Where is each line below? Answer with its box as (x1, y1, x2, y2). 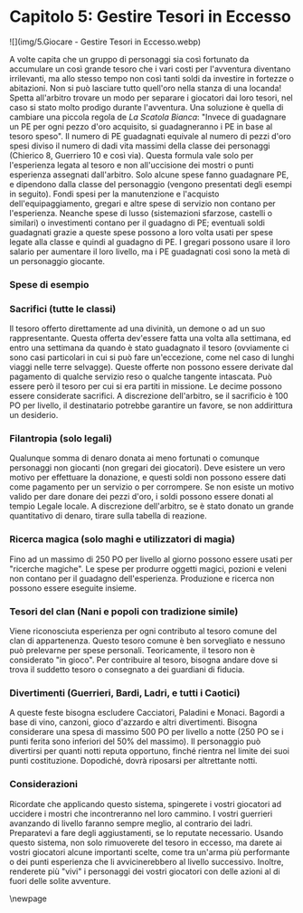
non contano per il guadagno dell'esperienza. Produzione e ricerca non (9, 573, 275, 584)
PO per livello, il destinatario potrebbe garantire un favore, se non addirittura (9, 400, 294, 411)
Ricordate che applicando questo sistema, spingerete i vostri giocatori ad (9, 798, 282, 809)
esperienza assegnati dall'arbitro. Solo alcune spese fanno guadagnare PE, (9, 169, 289, 180)
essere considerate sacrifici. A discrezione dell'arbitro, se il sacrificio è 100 (9, 391, 289, 402)
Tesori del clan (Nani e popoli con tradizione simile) (9, 604, 239, 617)
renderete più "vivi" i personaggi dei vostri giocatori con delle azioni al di (9, 866, 280, 877)
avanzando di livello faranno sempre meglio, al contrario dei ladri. (9, 817, 253, 829)
